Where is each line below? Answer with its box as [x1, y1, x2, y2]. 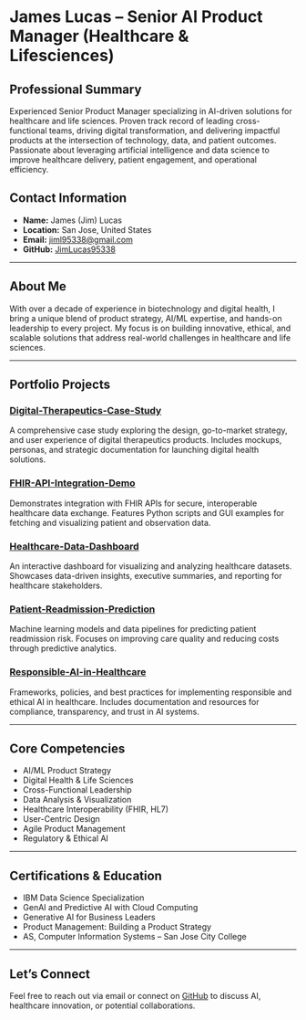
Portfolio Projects [9, 377, 111, 393]
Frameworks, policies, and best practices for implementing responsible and [9, 687, 292, 698]
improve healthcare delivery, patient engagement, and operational [9, 154, 258, 165]
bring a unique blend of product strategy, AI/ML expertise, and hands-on [9, 312, 282, 323]
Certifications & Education [9, 868, 162, 883]
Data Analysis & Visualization [22, 794, 132, 805]
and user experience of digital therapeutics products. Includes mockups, [9, 435, 282, 446]
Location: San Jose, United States [22, 224, 152, 235]
